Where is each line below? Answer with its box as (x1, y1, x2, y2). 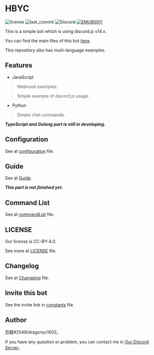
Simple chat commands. (16, 112, 65, 118)
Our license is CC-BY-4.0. (5, 238, 57, 244)
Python (12, 102, 27, 108)
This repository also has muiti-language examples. (5, 47, 106, 53)
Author (5, 316, 27, 324)
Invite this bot (5, 289, 47, 297)
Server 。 (5, 345, 23, 351)
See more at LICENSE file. (5, 248, 57, 254)
